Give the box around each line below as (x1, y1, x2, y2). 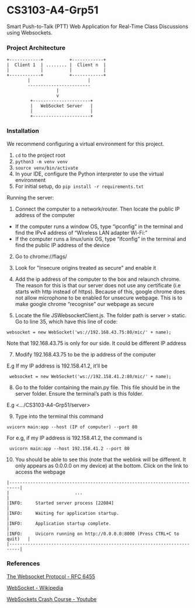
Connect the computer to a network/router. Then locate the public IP (15, 205, 180, 212)
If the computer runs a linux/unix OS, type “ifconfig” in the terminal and (15, 235, 186, 242)
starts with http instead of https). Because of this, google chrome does (15, 288, 186, 295)
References (6, 559, 40, 568)
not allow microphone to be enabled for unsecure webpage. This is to (15, 294, 183, 301)
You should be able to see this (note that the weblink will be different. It (15, 456, 186, 463)
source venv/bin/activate (15, 165, 78, 171)
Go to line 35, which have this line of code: (15, 318, 118, 325)
